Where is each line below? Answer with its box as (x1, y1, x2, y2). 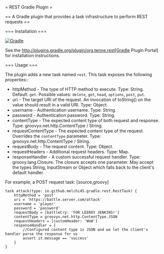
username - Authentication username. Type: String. (12, 107, 116, 113)
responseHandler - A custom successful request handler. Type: (12, 154, 141, 160)
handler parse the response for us (5, 231, 78, 236)
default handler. (12, 170, 44, 176)
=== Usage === (5, 62, 38, 68)
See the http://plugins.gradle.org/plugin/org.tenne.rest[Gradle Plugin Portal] (5, 48, 159, 53)
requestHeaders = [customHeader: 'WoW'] (14, 219, 98, 224)
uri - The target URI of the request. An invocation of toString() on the (12, 97, 151, 102)
